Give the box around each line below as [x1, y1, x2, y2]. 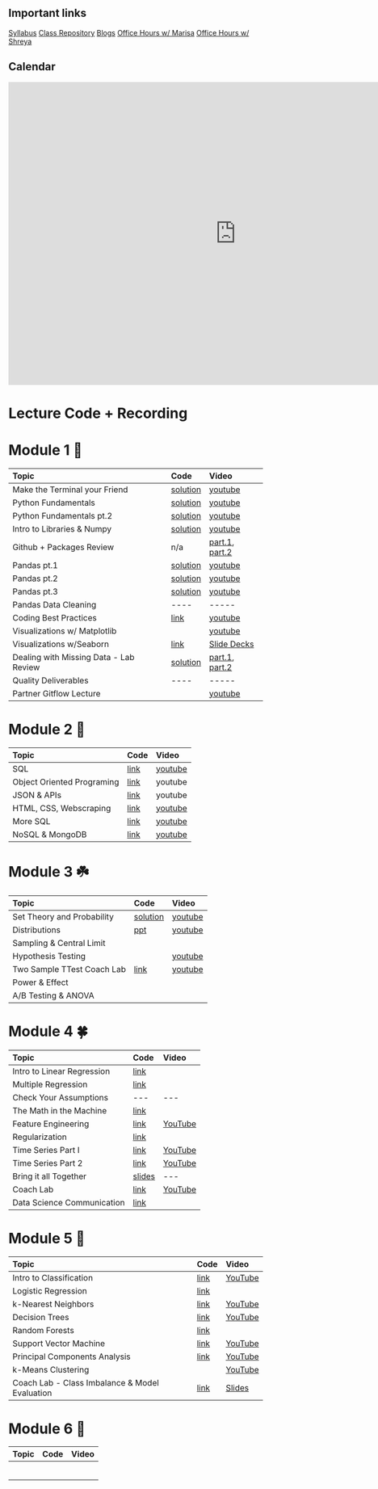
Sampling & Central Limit [12, 937, 106, 949]
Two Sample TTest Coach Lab [12, 963, 127, 974]
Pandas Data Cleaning [12, 599, 97, 610]
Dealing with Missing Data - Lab [12, 651, 135, 662]
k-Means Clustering [12, 1364, 90, 1375]
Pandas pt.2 [12, 573, 58, 584]
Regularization [12, 1131, 67, 1142]
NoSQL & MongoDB [12, 828, 87, 839]
